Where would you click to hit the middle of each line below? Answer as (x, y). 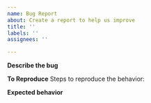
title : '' (22, 26)
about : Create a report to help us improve (71, 20)
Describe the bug (33, 65)
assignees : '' (28, 40)
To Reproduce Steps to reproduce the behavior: (76, 79)
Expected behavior (35, 93)
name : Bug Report (32, 14)
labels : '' (23, 33)
